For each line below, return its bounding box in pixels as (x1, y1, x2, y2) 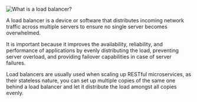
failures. (6, 59, 26, 66)
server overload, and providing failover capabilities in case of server (6, 53, 172, 60)
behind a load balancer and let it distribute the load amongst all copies (6, 83, 177, 90)
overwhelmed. (6, 29, 41, 36)
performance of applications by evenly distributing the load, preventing (6, 47, 179, 54)
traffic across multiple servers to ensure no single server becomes (6, 23, 168, 30)
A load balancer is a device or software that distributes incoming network (6, 17, 185, 23)
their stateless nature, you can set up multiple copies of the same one (6, 77, 176, 84)
